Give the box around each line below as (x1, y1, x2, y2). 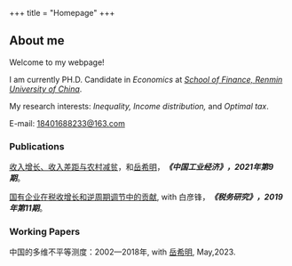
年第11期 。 (9, 203, 48, 214)
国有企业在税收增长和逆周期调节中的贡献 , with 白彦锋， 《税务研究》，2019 (9, 191, 284, 203)
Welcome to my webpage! (9, 57, 105, 68)
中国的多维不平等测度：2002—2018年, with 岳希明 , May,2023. (9, 246, 236, 257)
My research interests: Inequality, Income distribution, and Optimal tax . (9, 101, 269, 111)
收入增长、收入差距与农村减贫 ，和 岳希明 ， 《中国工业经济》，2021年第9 (9, 162, 274, 173)
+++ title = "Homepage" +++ (9, 8, 115, 18)
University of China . (9, 84, 83, 94)
